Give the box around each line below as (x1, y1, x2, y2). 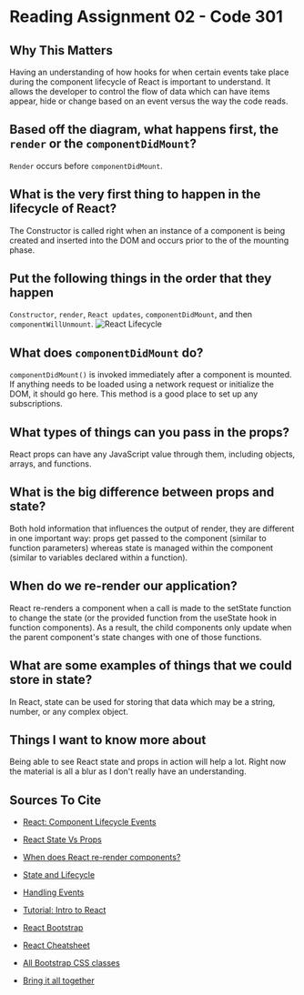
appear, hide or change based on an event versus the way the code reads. (9, 95, 289, 106)
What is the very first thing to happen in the (9, 186, 261, 202)
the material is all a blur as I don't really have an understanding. (9, 766, 248, 777)
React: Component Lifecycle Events (22, 817, 157, 828)
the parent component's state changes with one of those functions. (9, 631, 262, 642)
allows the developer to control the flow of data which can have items (9, 86, 270, 96)
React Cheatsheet (22, 940, 90, 951)
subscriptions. (9, 398, 64, 409)
